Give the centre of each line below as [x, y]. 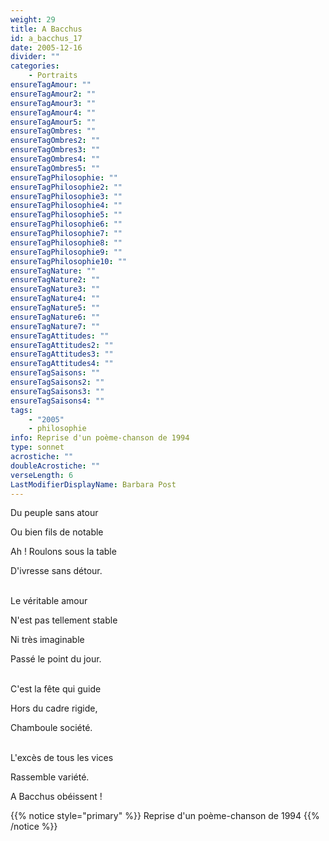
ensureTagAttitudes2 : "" [62, 345]
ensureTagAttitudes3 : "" [62, 354]
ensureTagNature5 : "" [55, 308]
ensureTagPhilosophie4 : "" [66, 206]
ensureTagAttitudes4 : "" [62, 364]
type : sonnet [37, 447]
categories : [35, 66]
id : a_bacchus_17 [46, 38]
